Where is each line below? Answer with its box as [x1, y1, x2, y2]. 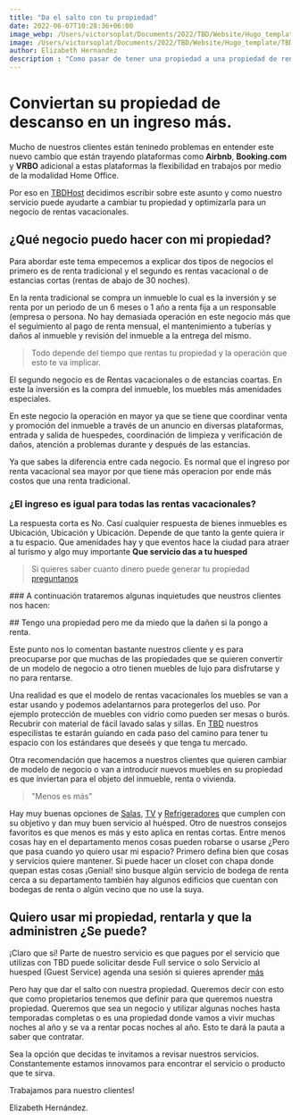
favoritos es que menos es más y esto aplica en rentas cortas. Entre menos [9, 827, 286, 838]
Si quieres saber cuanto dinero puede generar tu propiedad [30, 564, 250, 574]
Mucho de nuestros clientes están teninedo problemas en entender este [9, 141, 275, 152]
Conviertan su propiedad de [9, 93, 221, 113]
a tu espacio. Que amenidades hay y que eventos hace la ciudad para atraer [9, 537, 290, 547]
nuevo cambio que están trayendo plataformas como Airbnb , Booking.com [9, 151, 287, 162]
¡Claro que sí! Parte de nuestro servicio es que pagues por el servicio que [9, 948, 280, 958]
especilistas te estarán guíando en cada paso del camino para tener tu [9, 728, 269, 739]
